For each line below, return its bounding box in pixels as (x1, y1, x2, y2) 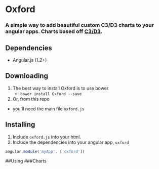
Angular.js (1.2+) (12, 57, 47, 63)
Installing (5, 120, 35, 129)
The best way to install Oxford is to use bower (12, 85, 109, 91)
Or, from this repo (12, 96, 50, 102)
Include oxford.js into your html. (12, 134, 82, 140)
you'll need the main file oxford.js (12, 105, 85, 112)
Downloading (5, 72, 48, 80)
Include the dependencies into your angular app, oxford (12, 139, 129, 145)
